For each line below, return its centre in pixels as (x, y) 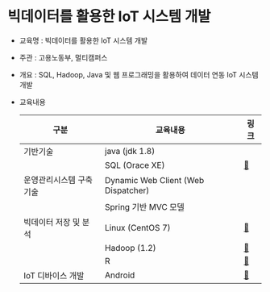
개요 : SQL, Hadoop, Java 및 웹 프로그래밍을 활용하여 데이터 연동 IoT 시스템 (139, 74)
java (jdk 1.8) (130, 151)
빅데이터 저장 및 (52, 222)
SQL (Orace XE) (135, 165)
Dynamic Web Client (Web (155, 180)
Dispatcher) (127, 190)
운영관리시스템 (49, 180)
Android (120, 275)
